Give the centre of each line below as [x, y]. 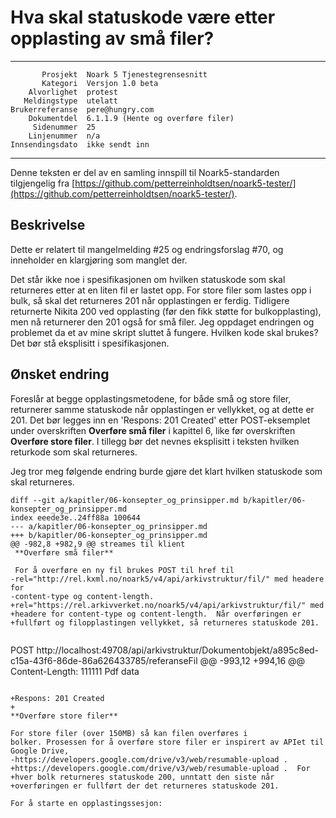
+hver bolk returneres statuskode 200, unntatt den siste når [142, 777]
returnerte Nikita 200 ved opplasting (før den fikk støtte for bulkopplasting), [166, 311]
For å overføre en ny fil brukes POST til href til [124, 570]
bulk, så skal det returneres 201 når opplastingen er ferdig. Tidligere [150, 300]
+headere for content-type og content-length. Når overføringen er [156, 614]
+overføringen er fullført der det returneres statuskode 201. [145, 786]
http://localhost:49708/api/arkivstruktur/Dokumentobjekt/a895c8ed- [178, 650]
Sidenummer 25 [64, 127]
